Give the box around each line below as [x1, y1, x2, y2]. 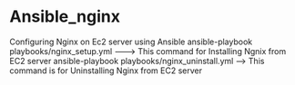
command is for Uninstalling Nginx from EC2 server [9, 65, 203, 76]
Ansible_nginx [9, 6, 121, 27]
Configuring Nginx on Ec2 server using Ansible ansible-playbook [9, 36, 253, 47]
